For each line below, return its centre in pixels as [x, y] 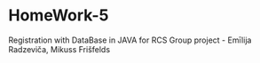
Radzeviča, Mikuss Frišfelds [59, 49]
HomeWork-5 [59, 16]
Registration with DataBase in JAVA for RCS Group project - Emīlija [130, 40]
